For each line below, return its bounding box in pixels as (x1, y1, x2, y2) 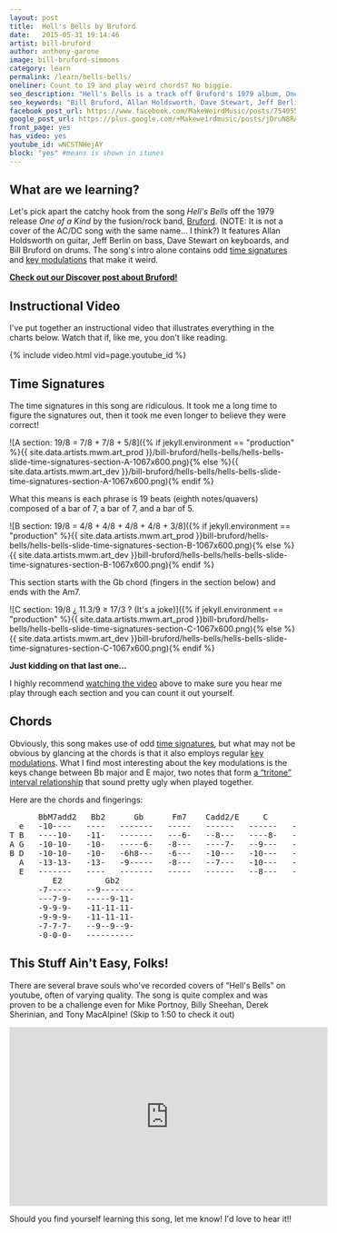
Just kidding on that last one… (9, 661, 127, 671)
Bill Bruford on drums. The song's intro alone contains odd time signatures (9, 244, 288, 255)
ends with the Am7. (9, 587, 82, 598)
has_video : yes (9, 132, 67, 141)
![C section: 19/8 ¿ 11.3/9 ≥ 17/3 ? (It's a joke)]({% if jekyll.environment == (9, 604, 284, 615)
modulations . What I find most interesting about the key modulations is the (9, 757, 288, 768)
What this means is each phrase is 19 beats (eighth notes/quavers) (9, 493, 259, 504)
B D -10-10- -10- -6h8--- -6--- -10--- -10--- (9, 848, 279, 859)
